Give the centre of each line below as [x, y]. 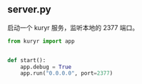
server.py [29, 10]
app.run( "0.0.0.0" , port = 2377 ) [67, 73]
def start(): [27, 60]
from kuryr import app [41, 41]
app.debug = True [46, 67]
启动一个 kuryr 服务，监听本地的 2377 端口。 [73, 27]
